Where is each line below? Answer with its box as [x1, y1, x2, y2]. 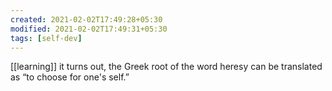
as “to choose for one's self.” [10, 71, 130, 83]
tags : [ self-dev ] [10, 33, 83, 43]
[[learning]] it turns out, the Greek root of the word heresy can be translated [10, 61, 323, 73]
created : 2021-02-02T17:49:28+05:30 [10, 14, 163, 25]
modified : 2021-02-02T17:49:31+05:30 [10, 24, 168, 34]
